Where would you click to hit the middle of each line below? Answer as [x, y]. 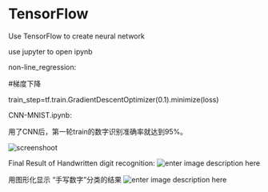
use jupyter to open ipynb [51, 51]
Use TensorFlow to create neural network [77, 36]
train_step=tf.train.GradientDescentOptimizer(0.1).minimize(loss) [114, 99]
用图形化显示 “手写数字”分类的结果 [65, 179]
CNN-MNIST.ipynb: [40, 115]
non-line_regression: [42, 67]
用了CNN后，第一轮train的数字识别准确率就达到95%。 [98, 131]
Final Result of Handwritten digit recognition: [82, 163]
